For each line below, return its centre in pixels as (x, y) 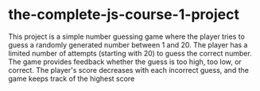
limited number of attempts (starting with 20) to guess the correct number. (130, 53)
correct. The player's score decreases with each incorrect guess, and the (128, 70)
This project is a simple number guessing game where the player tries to (126, 36)
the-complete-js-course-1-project (124, 15)
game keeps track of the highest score (72, 78)
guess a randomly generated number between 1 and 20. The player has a (128, 44)
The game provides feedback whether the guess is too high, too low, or (125, 62)
